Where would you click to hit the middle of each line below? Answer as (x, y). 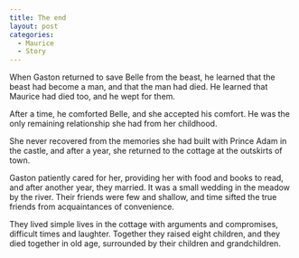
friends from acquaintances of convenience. (92, 207)
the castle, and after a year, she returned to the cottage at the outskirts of (146, 151)
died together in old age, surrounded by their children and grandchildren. (145, 244)
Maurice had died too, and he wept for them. (93, 97)
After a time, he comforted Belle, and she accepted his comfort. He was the (150, 114)
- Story (32, 52)
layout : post (34, 26)
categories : (32, 34)
